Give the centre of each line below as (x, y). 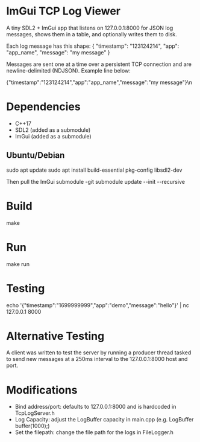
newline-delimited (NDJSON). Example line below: (68, 70)
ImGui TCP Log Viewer (63, 11)
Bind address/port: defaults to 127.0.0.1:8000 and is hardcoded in (95, 407)
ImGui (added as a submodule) (53, 136)
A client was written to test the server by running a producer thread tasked (99, 353)
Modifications (42, 390)
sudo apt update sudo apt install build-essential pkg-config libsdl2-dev (94, 170)
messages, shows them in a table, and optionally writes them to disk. (92, 34)
